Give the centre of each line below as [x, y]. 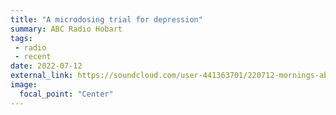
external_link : [42, 76]
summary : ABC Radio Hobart [66, 29]
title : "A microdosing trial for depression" [106, 19]
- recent [33, 57]
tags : [21, 38]
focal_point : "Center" [66, 94]
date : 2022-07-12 [46, 66]
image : [24, 85]
